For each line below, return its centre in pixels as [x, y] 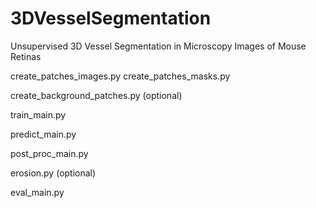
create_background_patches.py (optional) [96, 95]
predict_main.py [43, 134]
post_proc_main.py [49, 153]
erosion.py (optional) [53, 173]
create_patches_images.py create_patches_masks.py [120, 76]
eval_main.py [37, 192]
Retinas [26, 56]
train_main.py [38, 114]
